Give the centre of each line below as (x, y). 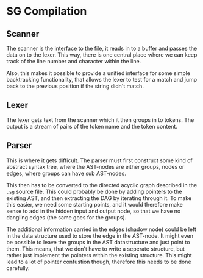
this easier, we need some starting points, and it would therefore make (94, 204)
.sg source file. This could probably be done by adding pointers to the (94, 191)
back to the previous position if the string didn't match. (75, 86)
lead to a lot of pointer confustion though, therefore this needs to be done (99, 262)
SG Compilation (47, 11)
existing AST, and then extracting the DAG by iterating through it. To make (99, 198)
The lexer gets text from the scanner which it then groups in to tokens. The (100, 119)
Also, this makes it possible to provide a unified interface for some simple (98, 73)
